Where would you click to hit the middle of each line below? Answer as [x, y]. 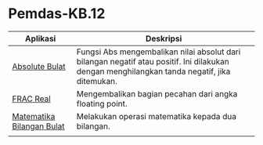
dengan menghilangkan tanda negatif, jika [153, 71]
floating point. [102, 103]
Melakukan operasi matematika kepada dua [157, 116]
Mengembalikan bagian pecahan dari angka [157, 93]
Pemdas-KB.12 [57, 14]
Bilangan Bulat [38, 126]
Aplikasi [40, 38]
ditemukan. [97, 81]
